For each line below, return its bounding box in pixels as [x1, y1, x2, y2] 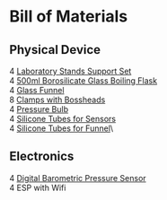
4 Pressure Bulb [9, 104, 69, 114]
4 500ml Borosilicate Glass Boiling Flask [9, 75, 158, 86]
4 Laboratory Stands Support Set [9, 65, 132, 76]
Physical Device [9, 42, 101, 57]
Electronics [9, 149, 75, 164]
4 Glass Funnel [9, 85, 65, 95]
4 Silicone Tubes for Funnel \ [9, 123, 114, 134]
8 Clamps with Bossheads [9, 94, 106, 105]
